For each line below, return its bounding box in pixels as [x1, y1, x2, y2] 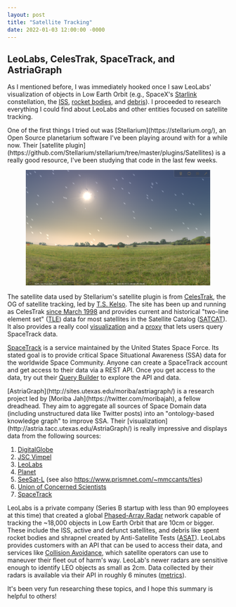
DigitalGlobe [17, 445, 54, 453]
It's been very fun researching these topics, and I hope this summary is [7, 584, 214, 593]
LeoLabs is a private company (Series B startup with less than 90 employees [7, 503, 229, 512]
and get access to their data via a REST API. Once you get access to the [7, 365, 216, 374]
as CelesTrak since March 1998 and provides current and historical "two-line [7, 307, 229, 315]
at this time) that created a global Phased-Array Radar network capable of [7, 511, 221, 519]
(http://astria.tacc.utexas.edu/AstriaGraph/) [7, 424, 132, 432]
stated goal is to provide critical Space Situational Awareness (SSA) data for [7, 351, 227, 359]
